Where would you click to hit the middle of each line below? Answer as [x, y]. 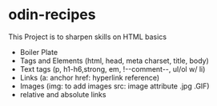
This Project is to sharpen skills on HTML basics [87, 37]
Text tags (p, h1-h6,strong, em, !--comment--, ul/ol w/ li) [113, 69]
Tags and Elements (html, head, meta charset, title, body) [115, 61]
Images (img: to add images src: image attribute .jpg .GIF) [115, 86]
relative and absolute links [63, 94]
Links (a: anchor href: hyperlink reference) [90, 77]
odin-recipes [52, 15]
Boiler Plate [39, 52]
